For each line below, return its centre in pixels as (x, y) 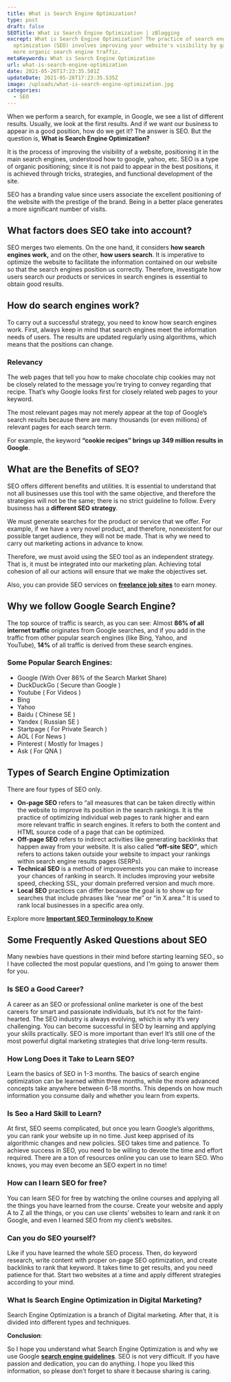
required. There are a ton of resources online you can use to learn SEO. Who (115, 1158)
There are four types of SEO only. (55, 789)
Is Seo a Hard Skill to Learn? (54, 1113)
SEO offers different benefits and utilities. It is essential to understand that (112, 486)
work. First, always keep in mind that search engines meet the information (112, 329)
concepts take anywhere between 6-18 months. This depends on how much (115, 1088)
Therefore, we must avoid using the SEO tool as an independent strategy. (111, 556)
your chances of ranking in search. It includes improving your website (116, 875)
